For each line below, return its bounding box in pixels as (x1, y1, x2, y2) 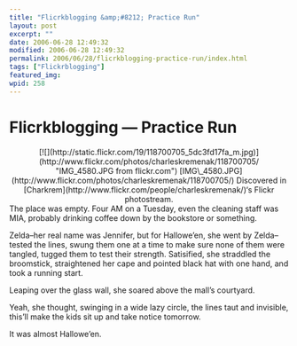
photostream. (124, 193, 174, 204)
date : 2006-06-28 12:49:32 (9, 37, 109, 47)
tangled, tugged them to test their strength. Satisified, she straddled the (9, 248, 271, 259)
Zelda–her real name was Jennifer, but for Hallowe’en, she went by (9, 230, 253, 240)
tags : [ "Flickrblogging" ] (9, 63, 105, 72)
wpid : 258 (9, 79, 46, 88)
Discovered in (236, 175, 286, 185)
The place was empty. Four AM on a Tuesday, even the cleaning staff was (9, 203, 279, 214)
